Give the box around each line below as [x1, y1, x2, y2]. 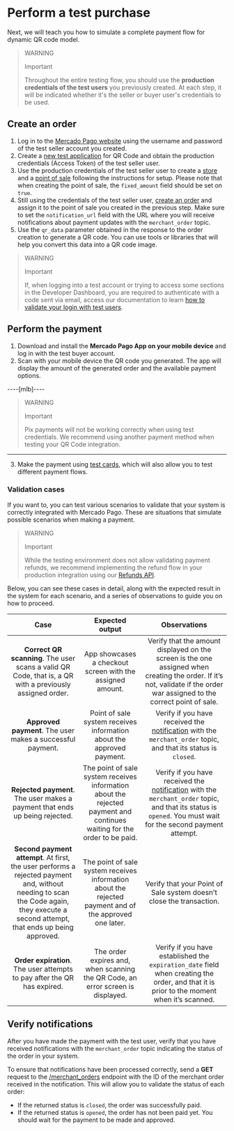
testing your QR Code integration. [24, 440, 120, 448]
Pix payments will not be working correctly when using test [24, 425, 194, 433]
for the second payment [145, 820, 224, 829]
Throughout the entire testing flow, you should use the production [24, 75, 214, 84]
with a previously [15, 679, 71, 689]
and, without [22, 879, 64, 889]
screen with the [84, 666, 136, 676]
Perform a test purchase [7, 5, 151, 21]
